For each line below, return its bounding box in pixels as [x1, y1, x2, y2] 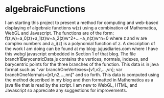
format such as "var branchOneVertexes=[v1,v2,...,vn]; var [5, 66, 123, 72]
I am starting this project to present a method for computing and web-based [5, 20, 159, 25]
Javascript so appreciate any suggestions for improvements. [5, 87, 127, 93]
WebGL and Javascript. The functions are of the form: [5, 30, 114, 36]
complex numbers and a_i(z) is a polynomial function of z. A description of [5, 40, 155, 46]
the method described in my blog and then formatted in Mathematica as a [5, 77, 154, 83]
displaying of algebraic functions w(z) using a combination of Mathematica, [5, 24, 158, 30]
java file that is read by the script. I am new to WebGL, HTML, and [5, 82, 138, 88]
